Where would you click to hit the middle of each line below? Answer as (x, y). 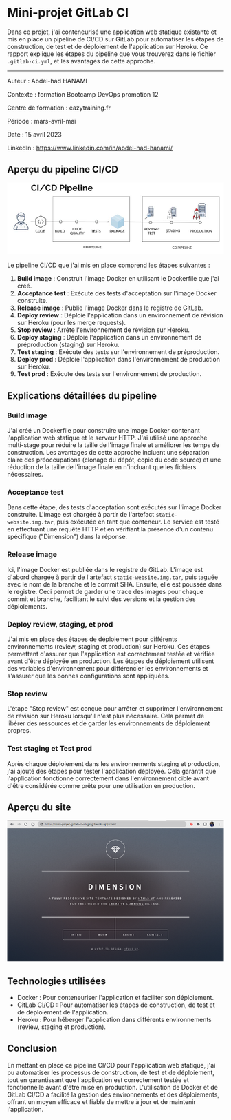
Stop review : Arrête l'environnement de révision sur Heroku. (103, 330)
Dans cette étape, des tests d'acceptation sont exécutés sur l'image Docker (114, 507)
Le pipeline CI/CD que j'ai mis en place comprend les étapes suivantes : (109, 265)
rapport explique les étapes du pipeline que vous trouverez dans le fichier (112, 54)
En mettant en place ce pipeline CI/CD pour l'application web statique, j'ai (111, 1065)
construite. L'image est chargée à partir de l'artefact (81, 515)
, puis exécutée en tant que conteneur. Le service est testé (136, 522)
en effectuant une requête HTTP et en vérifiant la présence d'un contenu (110, 529)
